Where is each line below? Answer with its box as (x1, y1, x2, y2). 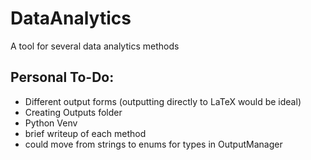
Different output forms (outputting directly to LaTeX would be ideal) (24, 95, 302, 107)
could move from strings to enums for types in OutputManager (24, 138, 283, 150)
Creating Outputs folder (24, 106, 123, 118)
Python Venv (24, 117, 78, 129)
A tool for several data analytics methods (10, 40, 180, 52)
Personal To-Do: (10, 69, 115, 86)
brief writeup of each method (24, 127, 147, 139)
